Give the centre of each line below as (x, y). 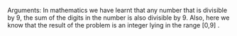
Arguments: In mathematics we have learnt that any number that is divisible (117, 10)
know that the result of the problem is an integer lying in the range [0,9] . (114, 25)
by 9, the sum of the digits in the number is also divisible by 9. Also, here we (118, 18)
